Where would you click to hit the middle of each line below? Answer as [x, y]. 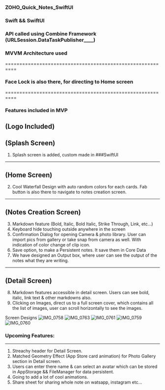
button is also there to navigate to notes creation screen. [69, 192]
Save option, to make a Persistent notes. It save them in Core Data [79, 250]
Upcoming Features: [30, 335]
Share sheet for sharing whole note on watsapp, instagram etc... [77, 382]
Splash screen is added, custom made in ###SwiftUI [65, 155]
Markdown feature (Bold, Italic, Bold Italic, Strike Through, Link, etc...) [82, 224]
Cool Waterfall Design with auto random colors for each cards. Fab [80, 187]
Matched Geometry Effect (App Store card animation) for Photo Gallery [84, 356]
